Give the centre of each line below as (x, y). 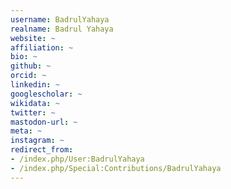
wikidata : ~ (35, 103)
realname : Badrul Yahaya (62, 29)
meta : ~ (26, 131)
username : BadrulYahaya (60, 19)
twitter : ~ (33, 112)
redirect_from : (42, 150)
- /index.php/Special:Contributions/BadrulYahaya (116, 168)
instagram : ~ (37, 141)
